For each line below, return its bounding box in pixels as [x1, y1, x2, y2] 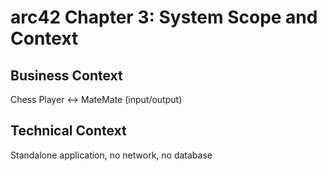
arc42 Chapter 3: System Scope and [10, 6, 318, 29]
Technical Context [10, 122, 127, 140]
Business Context [10, 67, 123, 84]
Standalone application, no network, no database [10, 149, 213, 161]
